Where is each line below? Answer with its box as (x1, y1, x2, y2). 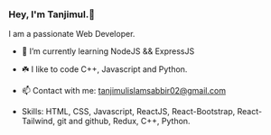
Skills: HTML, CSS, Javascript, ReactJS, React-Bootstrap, (21, 106, 236, 117)
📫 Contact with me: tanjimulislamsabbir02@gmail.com (21, 85, 227, 96)
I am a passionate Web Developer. (8, 29, 135, 40)
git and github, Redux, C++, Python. (57, 116, 191, 127)
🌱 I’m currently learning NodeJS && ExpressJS (21, 46, 195, 57)
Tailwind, (21, 116, 56, 127)
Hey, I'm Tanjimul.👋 (8, 8, 96, 21)
